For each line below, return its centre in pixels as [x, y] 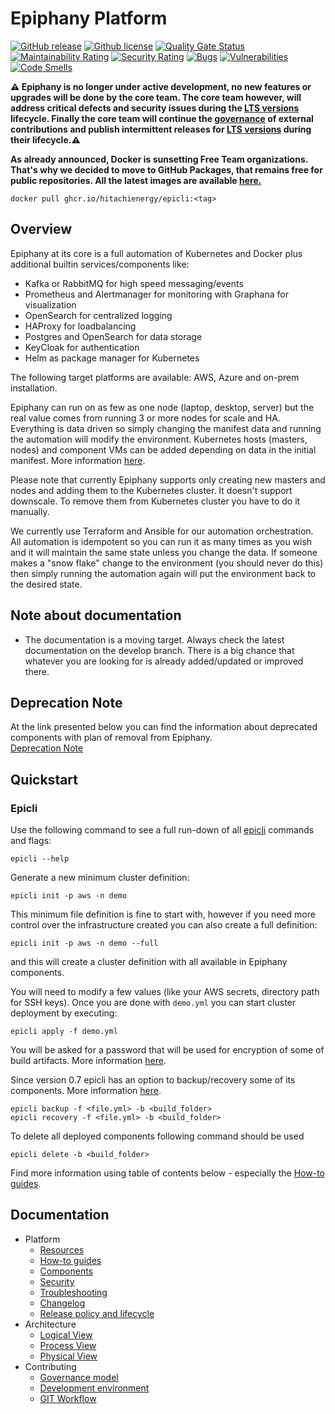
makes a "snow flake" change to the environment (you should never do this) [167, 563]
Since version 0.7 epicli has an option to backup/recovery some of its [153, 1080]
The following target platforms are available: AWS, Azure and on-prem [155, 377]
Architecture [50, 1324]
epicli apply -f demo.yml [64, 1032]
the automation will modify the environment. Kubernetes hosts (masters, [159, 439]
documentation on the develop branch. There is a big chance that [159, 650]
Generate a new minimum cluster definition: [100, 878]
